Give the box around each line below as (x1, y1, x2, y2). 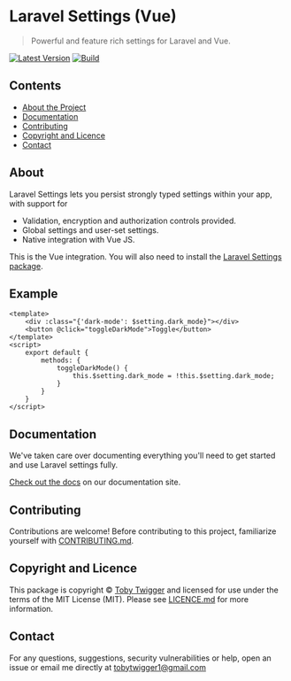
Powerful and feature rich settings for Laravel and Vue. (30, 35, 232, 46)
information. (9, 603, 54, 614)
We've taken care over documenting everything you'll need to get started (9, 450, 276, 461)
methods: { (41, 356, 81, 365)
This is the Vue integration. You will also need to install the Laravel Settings (9, 251, 282, 262)
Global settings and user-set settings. (21, 224, 159, 236)
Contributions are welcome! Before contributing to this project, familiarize (9, 526, 277, 537)
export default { (25, 348, 89, 358)
